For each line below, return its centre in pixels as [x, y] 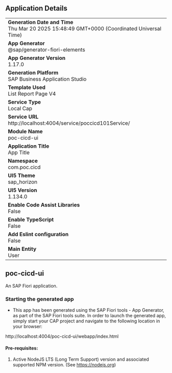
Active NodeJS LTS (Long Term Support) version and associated [81, 359]
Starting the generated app [40, 299]
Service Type [24, 102]
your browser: [27, 326]
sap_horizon [23, 182]
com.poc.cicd [24, 167]
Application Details [36, 8]
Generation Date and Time [41, 22]
